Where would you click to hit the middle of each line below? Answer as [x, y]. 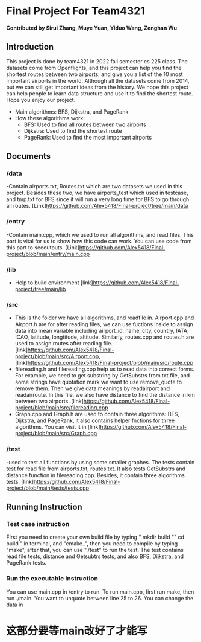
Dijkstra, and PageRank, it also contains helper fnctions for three [95, 420]
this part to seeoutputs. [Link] [43, 247]
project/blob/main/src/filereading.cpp [61, 408]
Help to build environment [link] [54, 283]
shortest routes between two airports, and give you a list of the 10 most [94, 74]
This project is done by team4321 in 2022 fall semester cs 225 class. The [97, 61]
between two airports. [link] [49, 401]
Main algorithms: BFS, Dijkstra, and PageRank [72, 111]
